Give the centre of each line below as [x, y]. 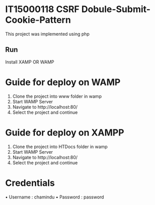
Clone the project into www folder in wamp [57, 96]
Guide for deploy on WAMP [63, 82]
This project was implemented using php [47, 34]
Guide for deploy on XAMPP [65, 132]
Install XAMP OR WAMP [30, 62]
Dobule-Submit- [116, 9]
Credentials [30, 183]
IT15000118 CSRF [42, 9]
